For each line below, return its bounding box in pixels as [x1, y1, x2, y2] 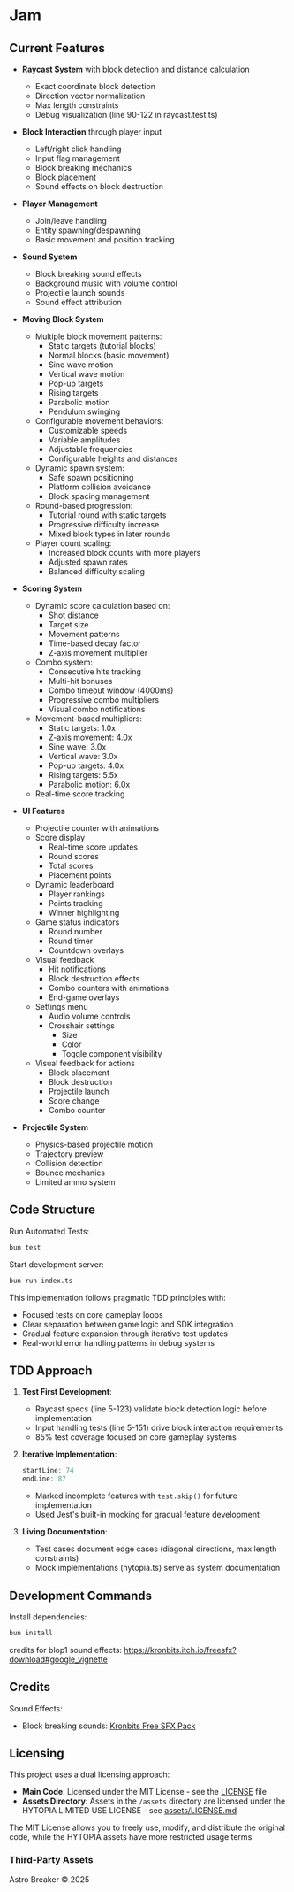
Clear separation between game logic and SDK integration [21, 1319, 234, 1329]
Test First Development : [21, 1387, 112, 1397]
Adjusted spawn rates [48, 557, 128, 567]
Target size [48, 619, 90, 629]
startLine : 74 [21, 1466, 74, 1475]
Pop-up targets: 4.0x [48, 760, 124, 771]
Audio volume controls [48, 1011, 131, 1021]
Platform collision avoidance [48, 481, 152, 492]
